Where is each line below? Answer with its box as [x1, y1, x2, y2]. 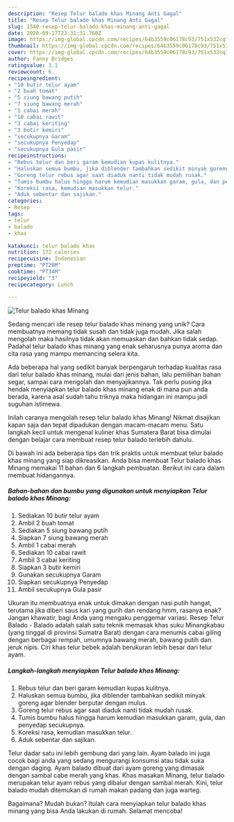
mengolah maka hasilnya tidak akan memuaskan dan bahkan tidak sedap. [8, 334, 219, 343]
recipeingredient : [8, 74, 61, 82]
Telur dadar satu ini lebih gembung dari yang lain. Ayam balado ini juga [8, 749, 210, 757]
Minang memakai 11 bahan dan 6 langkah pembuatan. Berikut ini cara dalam [8, 463, 225, 472]
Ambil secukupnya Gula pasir [17, 585, 102, 594]
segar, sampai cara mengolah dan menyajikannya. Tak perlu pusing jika [8, 377, 212, 386]
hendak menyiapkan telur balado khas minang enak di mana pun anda [8, 385, 208, 393]
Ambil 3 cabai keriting [17, 556, 81, 564]
